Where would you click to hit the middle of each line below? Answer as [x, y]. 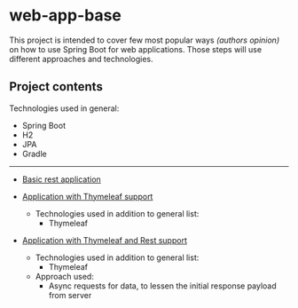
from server [70, 295]
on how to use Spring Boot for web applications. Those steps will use [136, 49]
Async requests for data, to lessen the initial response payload [162, 286]
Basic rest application [62, 179]
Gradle [34, 154]
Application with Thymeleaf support [87, 196]
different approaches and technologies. [81, 59]
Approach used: [65, 276]
